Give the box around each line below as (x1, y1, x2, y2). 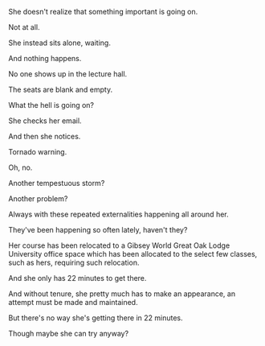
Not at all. (8, 23, 40, 31)
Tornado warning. (8, 147, 67, 156)
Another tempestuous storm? (8, 179, 105, 187)
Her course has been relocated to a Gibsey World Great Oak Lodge (8, 241, 230, 250)
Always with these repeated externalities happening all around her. (8, 209, 229, 219)
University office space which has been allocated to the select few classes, (8, 249, 258, 258)
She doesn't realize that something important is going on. (8, 7, 198, 16)
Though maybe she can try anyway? (8, 329, 129, 338)
